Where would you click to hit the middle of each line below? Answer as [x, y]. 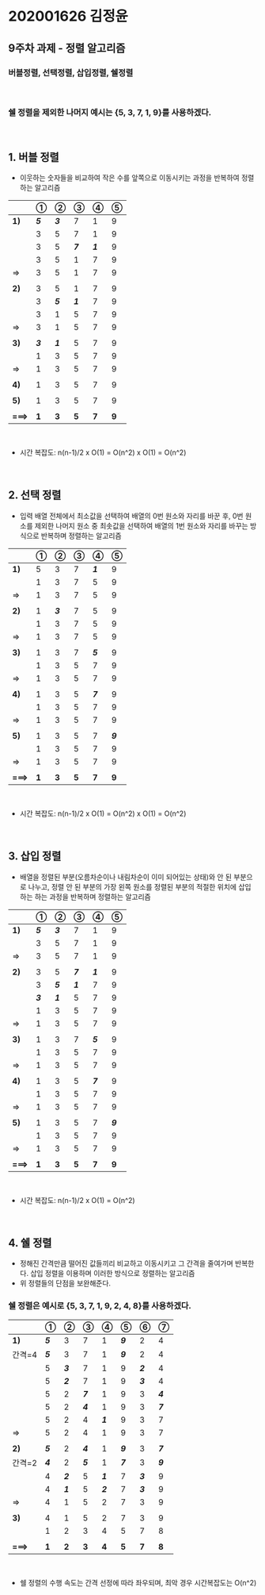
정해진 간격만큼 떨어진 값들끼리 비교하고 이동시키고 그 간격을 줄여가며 [126, 1263]
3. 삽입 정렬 [35, 857]
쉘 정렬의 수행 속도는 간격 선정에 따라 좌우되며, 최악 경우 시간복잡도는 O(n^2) [138, 1582]
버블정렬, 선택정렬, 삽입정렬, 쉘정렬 [71, 72]
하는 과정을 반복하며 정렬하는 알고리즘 [93, 897]
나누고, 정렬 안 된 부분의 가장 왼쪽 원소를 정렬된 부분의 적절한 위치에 [132, 886]
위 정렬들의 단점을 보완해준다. [65, 1283]
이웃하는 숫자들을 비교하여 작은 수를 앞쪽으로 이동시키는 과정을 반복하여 [129, 177]
